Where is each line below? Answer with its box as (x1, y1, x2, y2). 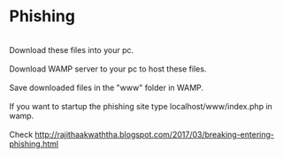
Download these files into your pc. (9, 44, 134, 55)
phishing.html (9, 139, 59, 149)
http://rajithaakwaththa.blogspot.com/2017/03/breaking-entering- (34, 129, 274, 139)
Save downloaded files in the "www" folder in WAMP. (9, 82, 204, 93)
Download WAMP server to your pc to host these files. (9, 64, 207, 74)
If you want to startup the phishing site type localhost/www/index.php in (9, 101, 272, 111)
